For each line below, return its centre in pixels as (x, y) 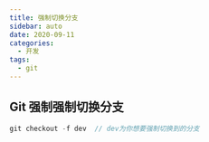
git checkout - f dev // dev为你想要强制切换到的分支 (105, 128)
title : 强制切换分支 (44, 18)
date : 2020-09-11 (42, 34)
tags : (19, 60)
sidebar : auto (36, 26)
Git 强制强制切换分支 (67, 107)
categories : (32, 43)
